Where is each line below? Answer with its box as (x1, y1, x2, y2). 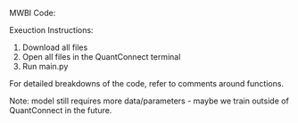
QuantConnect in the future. (9, 105, 112, 115)
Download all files (21, 42, 88, 53)
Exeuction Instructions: (9, 25, 94, 35)
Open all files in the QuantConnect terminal (21, 52, 181, 61)
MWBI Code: (9, 8, 56, 18)
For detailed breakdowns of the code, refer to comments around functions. (9, 78, 284, 88)
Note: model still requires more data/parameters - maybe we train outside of (9, 95, 290, 106)
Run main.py (21, 61, 69, 71)
